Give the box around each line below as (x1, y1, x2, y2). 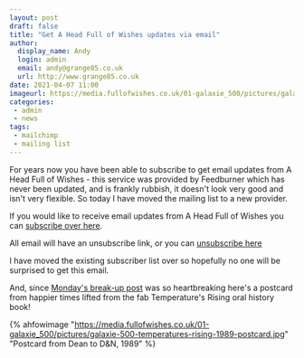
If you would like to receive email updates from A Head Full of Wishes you (9, 210, 284, 221)
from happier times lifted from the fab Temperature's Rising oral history (9, 291, 274, 303)
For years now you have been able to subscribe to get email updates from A (9, 164, 292, 174)
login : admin (17, 55, 67, 64)
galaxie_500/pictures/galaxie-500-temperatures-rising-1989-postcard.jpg (9, 328, 285, 339)
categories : (9, 97, 54, 107)
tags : (9, 123, 30, 132)
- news (13, 114, 39, 123)
